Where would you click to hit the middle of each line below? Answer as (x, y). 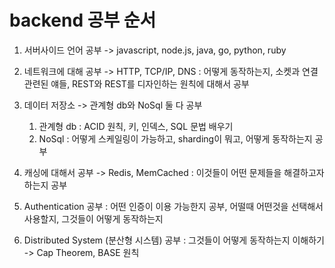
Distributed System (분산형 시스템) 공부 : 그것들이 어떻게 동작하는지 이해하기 (174, 240)
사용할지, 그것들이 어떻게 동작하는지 (93, 218)
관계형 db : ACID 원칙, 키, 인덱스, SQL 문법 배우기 (136, 126)
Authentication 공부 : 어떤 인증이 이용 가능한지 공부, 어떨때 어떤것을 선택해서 (173, 206)
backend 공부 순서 (83, 20)
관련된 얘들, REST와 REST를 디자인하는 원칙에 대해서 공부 (136, 83)
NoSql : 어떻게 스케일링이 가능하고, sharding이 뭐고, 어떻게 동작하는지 (175, 138)
